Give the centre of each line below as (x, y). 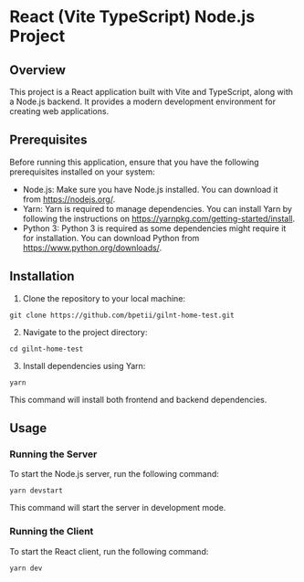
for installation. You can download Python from (111, 238)
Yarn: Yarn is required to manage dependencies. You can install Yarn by (157, 208)
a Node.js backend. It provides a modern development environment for (143, 101)
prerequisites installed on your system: (82, 172)
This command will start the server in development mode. (118, 508)
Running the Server (53, 454)
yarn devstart (37, 491)
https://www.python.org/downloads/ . (92, 248)
